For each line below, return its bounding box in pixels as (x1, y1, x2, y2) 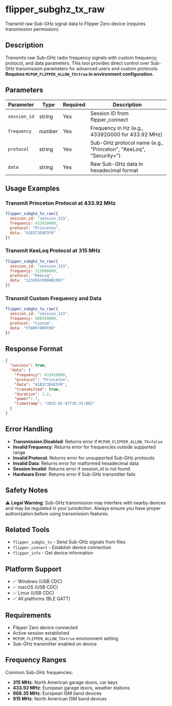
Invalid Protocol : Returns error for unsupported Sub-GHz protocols (12, 455, 155, 461)
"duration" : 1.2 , (14, 391, 52, 397)
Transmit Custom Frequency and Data (5, 295, 102, 302)
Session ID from (90, 109, 129, 116)
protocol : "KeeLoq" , (10, 273, 54, 278)
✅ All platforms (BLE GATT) (12, 596, 71, 602)
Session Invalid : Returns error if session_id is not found (12, 465, 131, 472)
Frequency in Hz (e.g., (90, 124, 144, 131)
